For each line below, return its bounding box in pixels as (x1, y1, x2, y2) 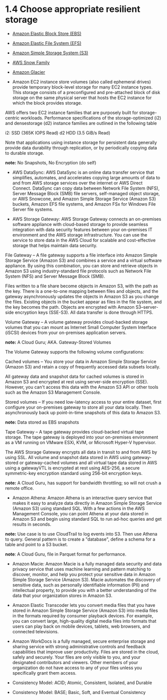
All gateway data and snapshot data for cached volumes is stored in (5, 373, 144, 379)
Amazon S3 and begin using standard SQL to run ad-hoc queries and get (12, 516, 162, 522)
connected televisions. (12, 628, 59, 634)
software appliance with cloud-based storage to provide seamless (12, 221, 148, 227)
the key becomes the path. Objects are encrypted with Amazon (5, 304, 135, 310)
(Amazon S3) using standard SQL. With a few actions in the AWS (12, 505, 145, 511)
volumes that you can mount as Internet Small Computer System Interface (5, 324, 157, 330)
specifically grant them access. (12, 670, 77, 676)
